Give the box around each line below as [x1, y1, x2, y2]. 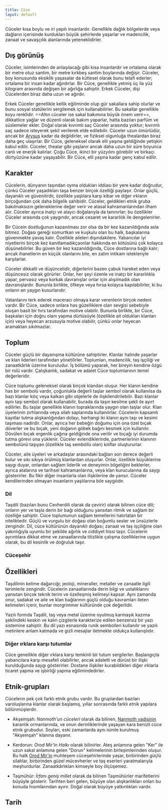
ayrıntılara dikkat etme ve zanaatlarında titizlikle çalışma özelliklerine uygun [5, 534, 160, 540]
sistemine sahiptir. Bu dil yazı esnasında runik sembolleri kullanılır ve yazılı [5, 622, 158, 628]
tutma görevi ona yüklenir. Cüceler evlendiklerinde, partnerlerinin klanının [5, 436, 156, 442]
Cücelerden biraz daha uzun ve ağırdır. [5, 91, 85, 97]
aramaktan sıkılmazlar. [5, 324, 52, 330]
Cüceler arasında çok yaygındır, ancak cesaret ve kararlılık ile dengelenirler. [5, 214, 161, 220]
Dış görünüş [5, 51, 44, 59]
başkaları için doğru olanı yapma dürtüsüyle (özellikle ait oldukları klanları [5, 313, 156, 319]
